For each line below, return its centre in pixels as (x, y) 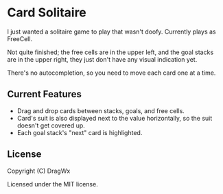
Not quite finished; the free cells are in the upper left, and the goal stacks (110, 52)
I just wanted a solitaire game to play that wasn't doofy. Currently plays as (111, 32)
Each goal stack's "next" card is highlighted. (80, 132)
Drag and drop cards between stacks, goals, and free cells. (101, 110)
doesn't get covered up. (51, 125)
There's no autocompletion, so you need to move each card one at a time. (111, 73)
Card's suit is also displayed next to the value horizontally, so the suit (115, 118)
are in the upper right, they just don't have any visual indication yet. (102, 59)
